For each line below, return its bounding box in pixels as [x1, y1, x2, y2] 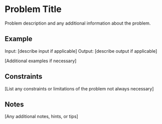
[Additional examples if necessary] [5, 58, 77, 64]
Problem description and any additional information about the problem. [5, 20, 151, 26]
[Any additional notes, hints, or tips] [5, 113, 78, 119]
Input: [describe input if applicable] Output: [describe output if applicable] [5, 48, 157, 54]
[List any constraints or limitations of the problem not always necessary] [5, 85, 154, 91]
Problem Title [5, 4, 62, 15]
